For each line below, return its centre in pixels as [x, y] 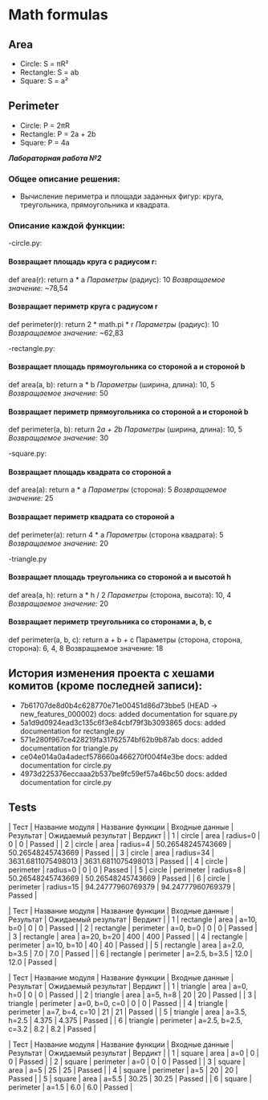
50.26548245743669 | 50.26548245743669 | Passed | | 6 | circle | [119, 878]
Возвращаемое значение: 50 [58, 393]
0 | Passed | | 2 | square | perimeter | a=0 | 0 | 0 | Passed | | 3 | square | [127, 1061]
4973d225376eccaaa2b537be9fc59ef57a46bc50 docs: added [123, 774]
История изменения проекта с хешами [112, 674]
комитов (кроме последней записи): [106, 686]
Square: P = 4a [45, 142]
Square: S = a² [44, 81]
